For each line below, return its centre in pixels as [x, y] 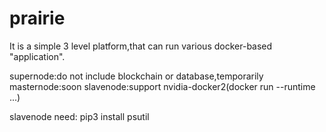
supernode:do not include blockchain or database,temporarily [136, 76]
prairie [37, 18]
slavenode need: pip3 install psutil [79, 116]
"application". [37, 56]
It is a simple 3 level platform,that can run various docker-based [141, 46]
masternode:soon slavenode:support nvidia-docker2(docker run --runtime [162, 86]
